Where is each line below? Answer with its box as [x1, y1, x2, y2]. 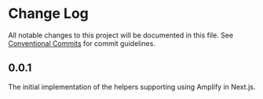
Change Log [8, 5, 89, 23]
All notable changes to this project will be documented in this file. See [8, 30, 234, 40]
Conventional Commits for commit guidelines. [8, 38, 155, 48]
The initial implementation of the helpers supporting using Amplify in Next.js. [8, 82, 256, 91]
